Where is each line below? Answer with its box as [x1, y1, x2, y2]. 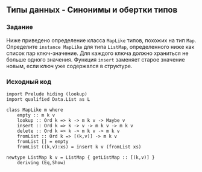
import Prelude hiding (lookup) [6, 91, 87, 97]
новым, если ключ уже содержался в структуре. [6, 62, 133, 69]
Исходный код [6, 77, 52, 86]
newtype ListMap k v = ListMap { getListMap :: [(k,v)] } [6, 154, 155, 161]
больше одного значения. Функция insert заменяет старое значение [6, 56, 185, 63]
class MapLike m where [6, 107, 63, 113]
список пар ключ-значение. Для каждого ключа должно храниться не [6, 49, 189, 57]
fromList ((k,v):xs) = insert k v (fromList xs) [17, 144, 142, 150]
